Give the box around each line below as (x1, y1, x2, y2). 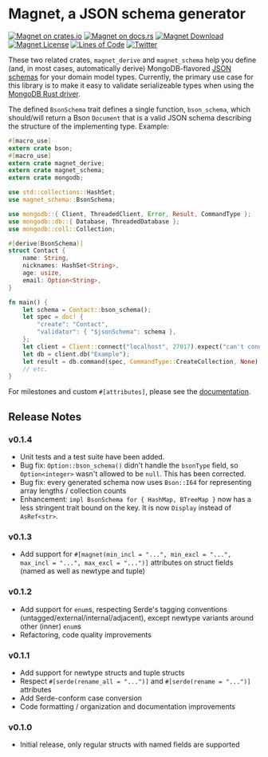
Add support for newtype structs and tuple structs (19, 668, 185, 677)
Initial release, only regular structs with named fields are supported (19, 739, 241, 750)
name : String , (22, 254, 69, 262)
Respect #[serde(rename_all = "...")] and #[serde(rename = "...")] (19, 676, 251, 686)
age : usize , (22, 269, 62, 278)
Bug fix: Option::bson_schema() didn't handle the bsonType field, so (19, 460, 238, 470)
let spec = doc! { (22, 313, 84, 321)
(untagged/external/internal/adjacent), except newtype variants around (19, 613, 254, 622)
